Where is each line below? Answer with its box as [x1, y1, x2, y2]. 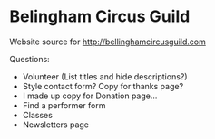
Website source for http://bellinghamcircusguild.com [9, 36, 207, 47]
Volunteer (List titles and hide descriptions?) [22, 70, 188, 82]
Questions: [9, 53, 50, 64]
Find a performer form [22, 99, 106, 110]
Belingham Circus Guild [9, 6, 191, 27]
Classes [22, 109, 53, 120]
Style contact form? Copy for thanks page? [22, 80, 184, 91]
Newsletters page [22, 119, 89, 130]
